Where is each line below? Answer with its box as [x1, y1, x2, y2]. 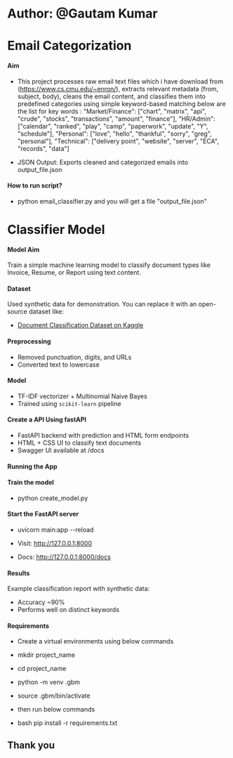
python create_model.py [17, 494, 88, 502]
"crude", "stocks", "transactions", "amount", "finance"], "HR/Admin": [17, 115, 215, 123]
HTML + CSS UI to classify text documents [17, 438, 142, 447]
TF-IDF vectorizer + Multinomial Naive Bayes [17, 392, 147, 400]
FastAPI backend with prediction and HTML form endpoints [17, 431, 189, 439]
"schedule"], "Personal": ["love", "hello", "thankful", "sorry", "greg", [17, 129, 212, 138]
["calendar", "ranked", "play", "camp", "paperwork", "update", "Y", [17, 122, 208, 130]
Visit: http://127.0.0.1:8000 [17, 539, 93, 547]
